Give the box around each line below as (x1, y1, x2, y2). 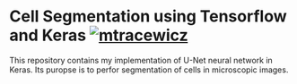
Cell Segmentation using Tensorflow (9, 6, 287, 27)
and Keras (9, 25, 87, 46)
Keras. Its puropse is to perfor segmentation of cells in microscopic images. (9, 64, 289, 75)
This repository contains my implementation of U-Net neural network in (9, 55, 274, 65)
